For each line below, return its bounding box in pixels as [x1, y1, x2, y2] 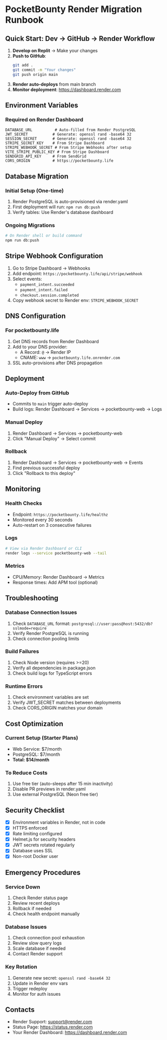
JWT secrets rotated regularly [12, 842, 75, 848]
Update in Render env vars [12, 980, 68, 986]
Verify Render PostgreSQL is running [12, 630, 89, 636]
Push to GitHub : [12, 53, 46, 59]
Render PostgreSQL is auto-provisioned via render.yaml [12, 199, 128, 204]
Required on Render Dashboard [5, 116, 83, 123]
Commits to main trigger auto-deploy [12, 401, 89, 407]
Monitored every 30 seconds [12, 517, 73, 523]
